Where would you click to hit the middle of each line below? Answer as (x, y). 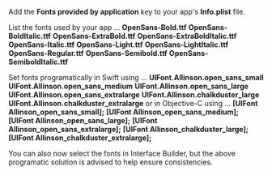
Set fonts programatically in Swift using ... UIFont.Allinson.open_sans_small (136, 77)
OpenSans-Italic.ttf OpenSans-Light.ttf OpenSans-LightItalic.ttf (119, 45)
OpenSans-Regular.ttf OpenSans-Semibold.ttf (88, 53)
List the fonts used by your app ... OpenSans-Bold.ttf (98, 27)
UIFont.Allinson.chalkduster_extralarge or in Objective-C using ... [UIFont (133, 103)
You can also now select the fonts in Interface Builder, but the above (122, 154)
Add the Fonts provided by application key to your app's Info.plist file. (127, 12)
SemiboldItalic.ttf (38, 62)
